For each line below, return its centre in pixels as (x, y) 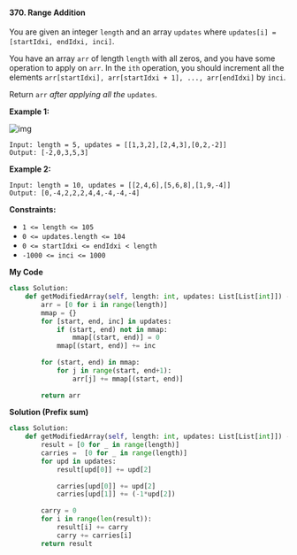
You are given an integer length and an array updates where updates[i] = (143, 32)
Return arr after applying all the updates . (83, 95)
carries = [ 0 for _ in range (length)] (114, 453)
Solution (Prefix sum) (49, 412)
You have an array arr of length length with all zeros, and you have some (142, 58)
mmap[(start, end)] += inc (106, 346)
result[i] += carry (92, 527)
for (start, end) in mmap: (91, 363)
